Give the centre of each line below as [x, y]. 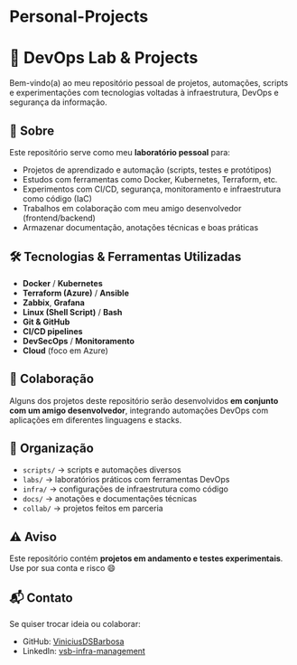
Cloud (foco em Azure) [65, 351]
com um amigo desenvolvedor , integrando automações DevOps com [139, 410]
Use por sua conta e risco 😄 [62, 568]
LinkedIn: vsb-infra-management [84, 651]
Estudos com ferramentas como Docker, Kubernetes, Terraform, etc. [150, 179]
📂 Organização [52, 448]
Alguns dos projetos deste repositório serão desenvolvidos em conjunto [144, 400]
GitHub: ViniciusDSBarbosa [73, 642]
